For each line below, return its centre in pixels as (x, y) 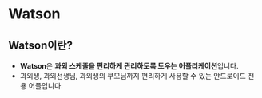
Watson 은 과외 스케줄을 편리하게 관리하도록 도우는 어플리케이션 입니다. (129, 66)
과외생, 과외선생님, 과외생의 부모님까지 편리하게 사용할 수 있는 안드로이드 (133, 76)
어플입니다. (46, 86)
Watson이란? (41, 45)
